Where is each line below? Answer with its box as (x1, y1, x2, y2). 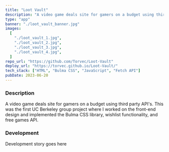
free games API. (5, 117, 39, 123)
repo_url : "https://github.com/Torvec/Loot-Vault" (5, 59, 114, 64)
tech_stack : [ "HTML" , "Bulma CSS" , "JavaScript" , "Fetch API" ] (5, 68, 141, 73)
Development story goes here (5, 141, 67, 147)
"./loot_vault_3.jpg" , (14, 45, 62, 50)
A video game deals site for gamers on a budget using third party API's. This (5, 101, 163, 107)
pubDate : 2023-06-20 (5, 73, 49, 78)
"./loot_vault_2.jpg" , (14, 40, 62, 45)
